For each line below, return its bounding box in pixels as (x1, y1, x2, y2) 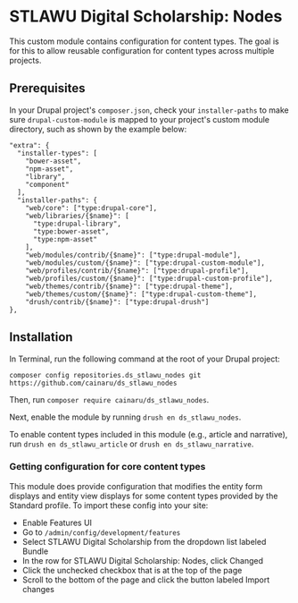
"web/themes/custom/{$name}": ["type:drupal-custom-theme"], (25, 289, 257, 299)
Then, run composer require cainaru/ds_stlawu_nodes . (9, 394, 210, 404)
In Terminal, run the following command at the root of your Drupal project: (9, 353, 281, 364)
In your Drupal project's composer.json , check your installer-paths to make (9, 105, 290, 115)
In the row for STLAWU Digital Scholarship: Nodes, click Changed (21, 555, 264, 565)
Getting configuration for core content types (9, 461, 206, 473)
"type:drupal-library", (32, 219, 122, 228)
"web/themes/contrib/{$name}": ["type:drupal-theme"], (25, 282, 234, 291)
